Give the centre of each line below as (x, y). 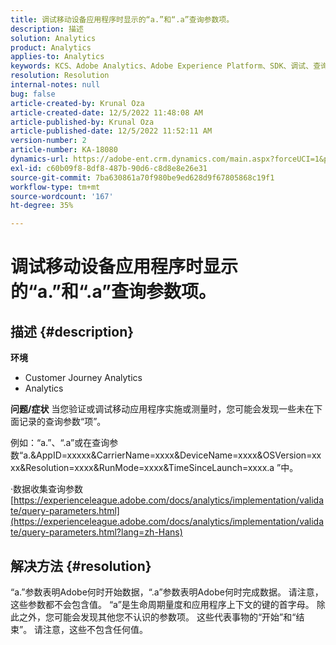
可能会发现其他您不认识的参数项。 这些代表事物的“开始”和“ (175, 617)
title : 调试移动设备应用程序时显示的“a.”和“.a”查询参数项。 (122, 19)
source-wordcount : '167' (62, 196)
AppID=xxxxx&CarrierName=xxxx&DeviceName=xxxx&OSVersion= (174, 455)
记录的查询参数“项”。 (62, 422)
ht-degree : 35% (42, 206)
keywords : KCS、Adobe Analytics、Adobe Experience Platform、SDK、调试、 (162, 66)
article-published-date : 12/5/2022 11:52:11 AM (111, 131)
